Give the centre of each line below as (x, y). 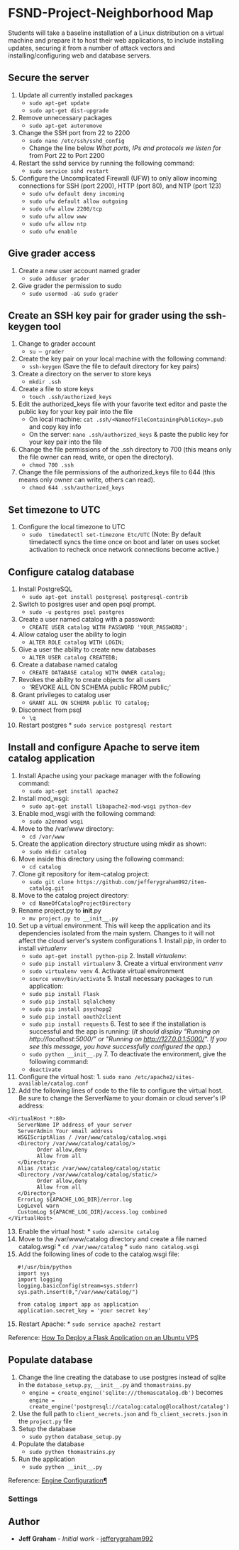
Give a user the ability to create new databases (87, 649)
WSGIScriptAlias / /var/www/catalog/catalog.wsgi (92, 1137)
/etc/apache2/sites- (165, 1077)
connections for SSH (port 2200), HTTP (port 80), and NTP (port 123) (120, 186)
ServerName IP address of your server (75, 1125)
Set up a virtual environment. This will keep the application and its (115, 925)
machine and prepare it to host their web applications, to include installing (116, 40)
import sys (34, 1273)
